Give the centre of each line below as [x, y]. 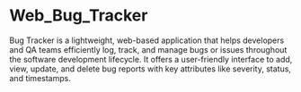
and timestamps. [40, 78]
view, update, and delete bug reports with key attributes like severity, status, [150, 69]
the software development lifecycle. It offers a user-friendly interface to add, [151, 59]
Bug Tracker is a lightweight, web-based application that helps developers [147, 40]
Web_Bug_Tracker [79, 16]
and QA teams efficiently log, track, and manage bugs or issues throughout [148, 49]
